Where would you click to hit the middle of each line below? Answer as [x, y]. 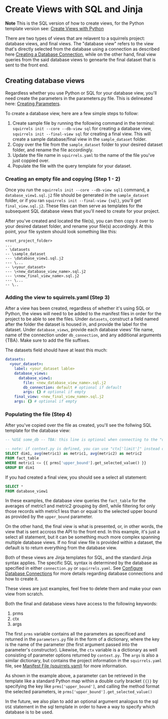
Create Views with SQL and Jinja [74, 9]
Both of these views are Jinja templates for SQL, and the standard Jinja [78, 558]
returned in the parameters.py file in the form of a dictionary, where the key [82, 639]
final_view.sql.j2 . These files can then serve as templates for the [74, 206]
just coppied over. [31, 160]
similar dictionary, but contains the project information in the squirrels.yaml [83, 661]
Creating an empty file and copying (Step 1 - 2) [63, 178]
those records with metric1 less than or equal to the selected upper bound [81, 511]
